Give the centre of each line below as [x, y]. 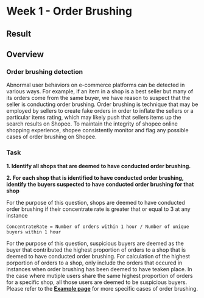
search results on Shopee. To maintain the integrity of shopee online [92, 124]
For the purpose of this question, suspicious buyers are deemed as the [95, 243]
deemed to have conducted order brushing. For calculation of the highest [98, 256]
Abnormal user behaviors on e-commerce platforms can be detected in [96, 85]
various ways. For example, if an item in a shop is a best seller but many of [100, 91]
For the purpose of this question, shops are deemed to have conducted [96, 202]
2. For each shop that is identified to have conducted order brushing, [95, 177]
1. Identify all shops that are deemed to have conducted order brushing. [99, 166]
